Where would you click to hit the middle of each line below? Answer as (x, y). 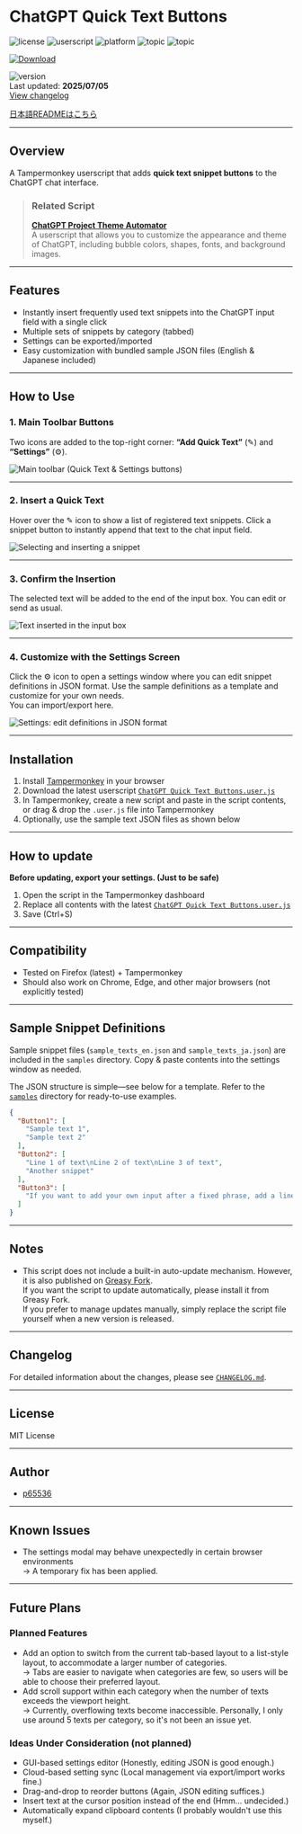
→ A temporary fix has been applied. (90, 1571)
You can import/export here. (62, 705)
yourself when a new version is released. (98, 1318)
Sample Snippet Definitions (88, 1028)
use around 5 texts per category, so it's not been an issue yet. (137, 1720)
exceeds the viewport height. (76, 1700)
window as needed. (46, 1069)
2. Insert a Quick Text (57, 501)
